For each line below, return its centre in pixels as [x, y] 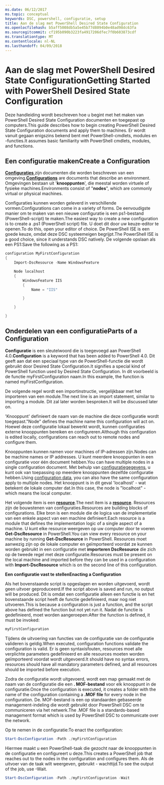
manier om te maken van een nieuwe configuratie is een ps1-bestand [74, 213]
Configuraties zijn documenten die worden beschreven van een [70, 173]
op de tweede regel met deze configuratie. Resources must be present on [79, 554]
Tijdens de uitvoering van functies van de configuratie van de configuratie [80, 638]
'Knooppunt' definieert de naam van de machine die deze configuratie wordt [82, 416]
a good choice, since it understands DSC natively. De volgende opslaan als [80, 239]
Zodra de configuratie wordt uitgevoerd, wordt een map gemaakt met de [78, 679]
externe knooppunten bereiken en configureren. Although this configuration [81, 432]
